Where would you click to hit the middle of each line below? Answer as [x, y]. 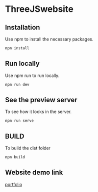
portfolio [14, 184]
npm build [15, 157]
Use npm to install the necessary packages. [49, 39]
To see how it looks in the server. [38, 112]
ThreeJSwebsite [39, 9]
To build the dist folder [28, 148]
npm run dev [17, 84]
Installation [23, 27]
